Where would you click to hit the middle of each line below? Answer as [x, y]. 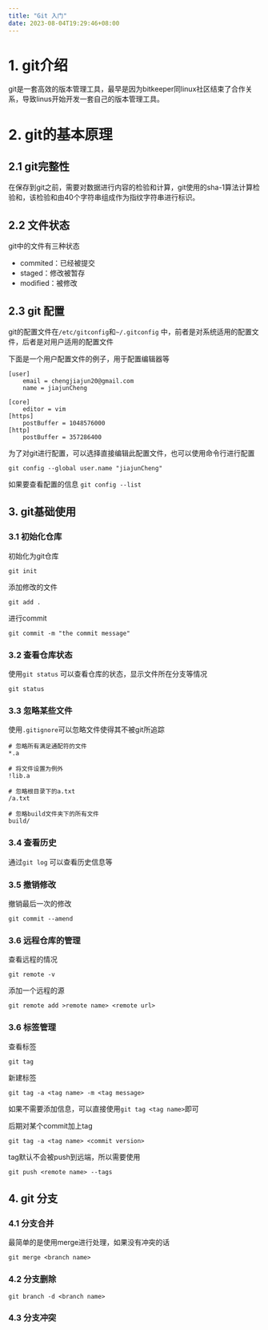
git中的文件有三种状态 [44, 246]
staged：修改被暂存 [52, 273]
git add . [25, 602]
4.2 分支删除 [32, 1279]
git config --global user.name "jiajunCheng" [85, 469]
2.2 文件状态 [39, 225]
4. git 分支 [33, 1198]
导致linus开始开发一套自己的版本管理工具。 [93, 99]
